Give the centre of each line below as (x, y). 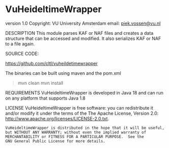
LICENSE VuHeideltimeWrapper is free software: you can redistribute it (79, 108)
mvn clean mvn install (40, 83)
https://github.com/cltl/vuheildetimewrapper (52, 63)
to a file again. (20, 43)
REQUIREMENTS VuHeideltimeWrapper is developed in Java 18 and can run (84, 92)
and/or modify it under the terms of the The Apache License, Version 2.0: (82, 113)
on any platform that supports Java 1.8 (45, 98)
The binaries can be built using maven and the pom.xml (63, 73)
